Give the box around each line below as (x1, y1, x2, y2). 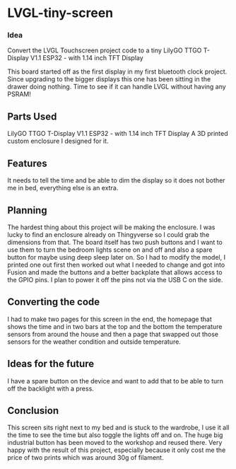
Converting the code (7, 296, 100, 308)
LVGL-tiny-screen (7, 5, 114, 21)
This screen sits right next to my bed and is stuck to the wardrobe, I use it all (7, 423, 230, 432)
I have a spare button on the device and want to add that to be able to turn (7, 376, 224, 385)
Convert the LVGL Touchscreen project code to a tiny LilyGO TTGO (7, 46, 202, 54)
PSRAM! (7, 90, 32, 98)
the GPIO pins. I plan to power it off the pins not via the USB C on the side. (7, 275, 223, 284)
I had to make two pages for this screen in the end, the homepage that (7, 315, 212, 323)
